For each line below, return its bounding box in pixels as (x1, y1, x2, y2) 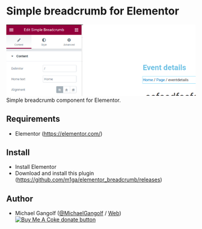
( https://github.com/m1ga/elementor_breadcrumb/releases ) (14, 176, 162, 183)
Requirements (6, 114, 60, 124)
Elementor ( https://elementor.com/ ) (14, 130, 103, 137)
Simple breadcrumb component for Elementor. (6, 96, 121, 104)
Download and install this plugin (14, 170, 94, 177)
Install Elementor (14, 163, 57, 171)
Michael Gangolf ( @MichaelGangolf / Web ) (14, 210, 121, 217)
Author (6, 193, 33, 204)
